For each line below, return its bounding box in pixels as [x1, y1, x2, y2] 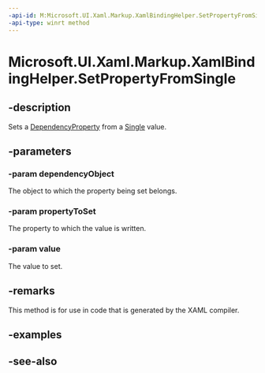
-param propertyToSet [8, 206, 96, 217]
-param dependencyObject [8, 168, 114, 179]
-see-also [8, 355, 58, 368]
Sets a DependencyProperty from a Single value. [8, 121, 167, 131]
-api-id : [8, 11, 37, 20]
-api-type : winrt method [8, 19, 90, 27]
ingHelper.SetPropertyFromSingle [8, 69, 237, 88]
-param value [8, 244, 61, 255]
